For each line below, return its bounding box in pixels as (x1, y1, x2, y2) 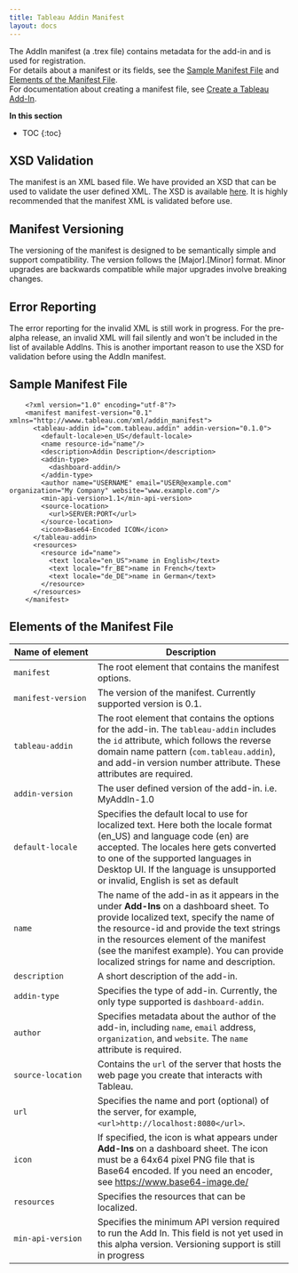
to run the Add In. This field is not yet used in (97, 1227, 284, 1239)
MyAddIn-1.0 (97, 793, 155, 805)
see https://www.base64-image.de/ (97, 1175, 249, 1188)
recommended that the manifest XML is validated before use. (9, 196, 233, 206)
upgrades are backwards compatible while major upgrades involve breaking (9, 264, 287, 275)
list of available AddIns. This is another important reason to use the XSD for (9, 342, 284, 352)
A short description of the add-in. (97, 970, 238, 982)
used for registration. (9, 55, 86, 66)
